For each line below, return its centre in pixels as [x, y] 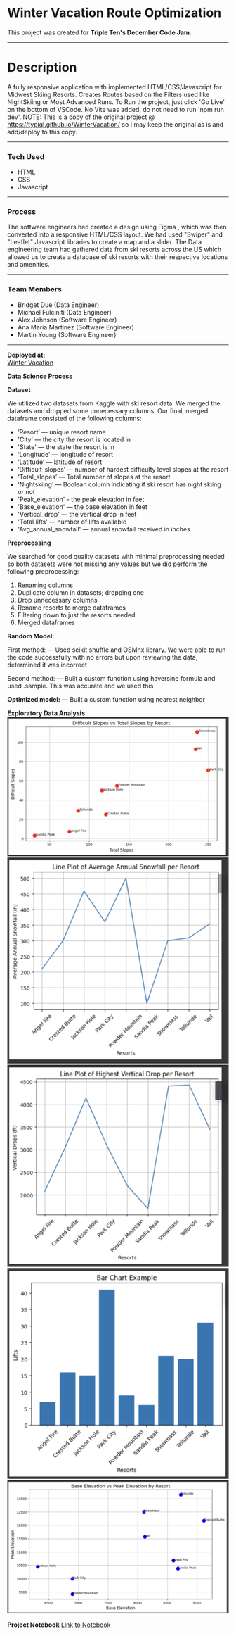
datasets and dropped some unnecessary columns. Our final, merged [108, 410]
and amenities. [29, 265]
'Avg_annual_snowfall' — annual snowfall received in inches [104, 529]
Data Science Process [40, 376]
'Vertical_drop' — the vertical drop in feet [77, 514]
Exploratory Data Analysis [46, 713]
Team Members [34, 289]
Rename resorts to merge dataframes [72, 608]
